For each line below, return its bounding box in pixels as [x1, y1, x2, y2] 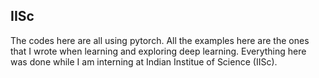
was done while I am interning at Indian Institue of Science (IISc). [10, 55, 278, 68]
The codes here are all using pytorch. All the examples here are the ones [10, 34, 310, 46]
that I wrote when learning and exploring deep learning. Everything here [10, 45, 307, 57]
